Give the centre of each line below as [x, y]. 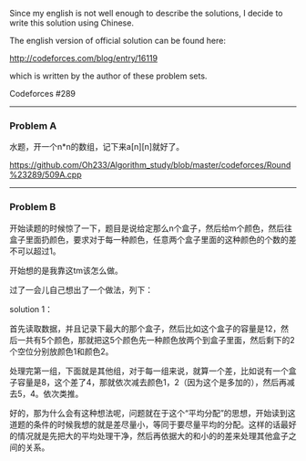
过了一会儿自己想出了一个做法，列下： [81, 289]
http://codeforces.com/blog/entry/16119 [83, 58]
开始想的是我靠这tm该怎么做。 [66, 270]
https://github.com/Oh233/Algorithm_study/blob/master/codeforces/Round [150, 165]
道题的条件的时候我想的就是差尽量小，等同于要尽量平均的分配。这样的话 [145, 424]
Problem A [33, 125]
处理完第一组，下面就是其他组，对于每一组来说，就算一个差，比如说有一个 [149, 371]
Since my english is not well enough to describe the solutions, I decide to [147, 13]
